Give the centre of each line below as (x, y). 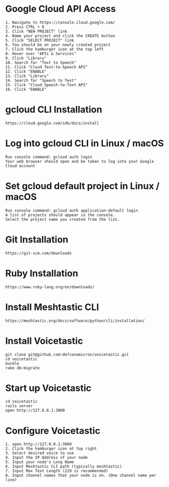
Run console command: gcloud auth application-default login (72, 210)
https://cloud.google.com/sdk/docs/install (52, 123)
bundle (12, 363)
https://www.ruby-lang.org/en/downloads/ (50, 287)
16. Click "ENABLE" (26, 89)
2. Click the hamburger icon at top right (51, 449)
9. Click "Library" (26, 58)
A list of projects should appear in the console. (60, 215)
